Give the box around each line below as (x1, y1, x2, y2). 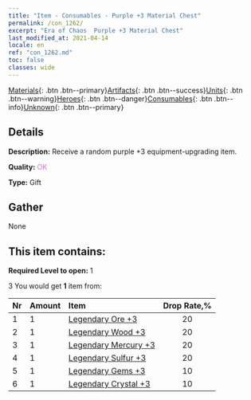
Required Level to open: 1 (8, 266, 93, 276)
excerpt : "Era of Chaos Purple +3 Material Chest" (8, 26, 183, 34)
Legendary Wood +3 (68, 327, 146, 338)
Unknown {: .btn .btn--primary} (23, 102, 124, 112)
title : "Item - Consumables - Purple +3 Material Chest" (8, 11, 202, 20)
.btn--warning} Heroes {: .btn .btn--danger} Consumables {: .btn (8, 93, 213, 104)
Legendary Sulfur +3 (68, 352, 147, 363)
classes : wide (8, 64, 56, 72)
